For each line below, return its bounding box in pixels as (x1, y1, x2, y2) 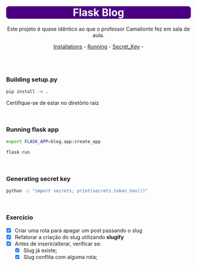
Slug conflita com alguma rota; (23, 253, 98, 260)
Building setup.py (6, 75, 57, 84)
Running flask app (6, 125, 59, 134)
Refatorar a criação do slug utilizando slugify (14, 233, 124, 241)
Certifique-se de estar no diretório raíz (6, 99, 100, 107)
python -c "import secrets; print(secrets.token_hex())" (6, 188, 148, 194)
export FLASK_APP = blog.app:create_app (6, 139, 101, 145)
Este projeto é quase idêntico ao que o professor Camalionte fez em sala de (6, 25, 191, 32)
